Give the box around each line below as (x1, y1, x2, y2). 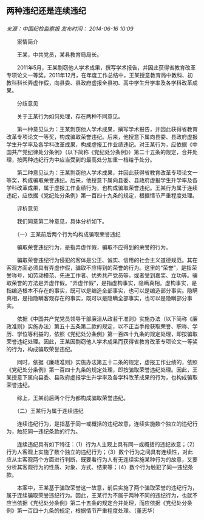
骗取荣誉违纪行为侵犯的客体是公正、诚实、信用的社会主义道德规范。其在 (16, 256, 198, 264)
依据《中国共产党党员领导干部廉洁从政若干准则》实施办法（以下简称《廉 (16, 315, 198, 323)
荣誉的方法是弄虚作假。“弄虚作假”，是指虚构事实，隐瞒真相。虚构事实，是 (11, 279, 197, 287)
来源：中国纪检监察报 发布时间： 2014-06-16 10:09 (6, 25, 134, 32)
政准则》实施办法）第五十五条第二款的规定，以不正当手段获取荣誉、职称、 (6, 323, 192, 330)
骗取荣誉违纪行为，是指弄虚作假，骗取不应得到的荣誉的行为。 (16, 244, 171, 251)
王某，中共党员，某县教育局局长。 (16, 51, 102, 58)
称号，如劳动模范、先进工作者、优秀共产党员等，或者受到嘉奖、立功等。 (11, 272, 192, 279)
